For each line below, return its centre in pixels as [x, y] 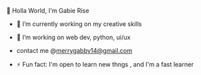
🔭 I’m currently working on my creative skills [79, 24]
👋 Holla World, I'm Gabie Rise [48, 11]
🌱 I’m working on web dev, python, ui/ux [73, 37]
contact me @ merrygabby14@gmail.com [74, 51]
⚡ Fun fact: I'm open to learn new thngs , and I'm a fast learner [105, 64]
